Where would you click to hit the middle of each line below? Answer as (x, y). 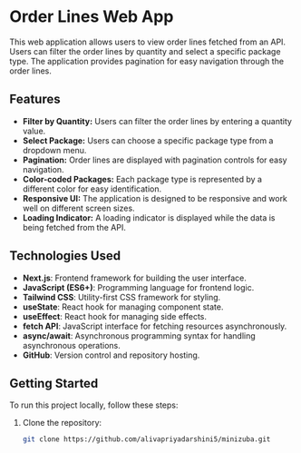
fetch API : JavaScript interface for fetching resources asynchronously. (155, 326)
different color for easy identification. (92, 189)
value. (34, 131)
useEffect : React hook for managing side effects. (114, 316)
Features (35, 99)
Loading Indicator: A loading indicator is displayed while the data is (149, 217)
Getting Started (54, 383)
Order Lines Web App (92, 17)
